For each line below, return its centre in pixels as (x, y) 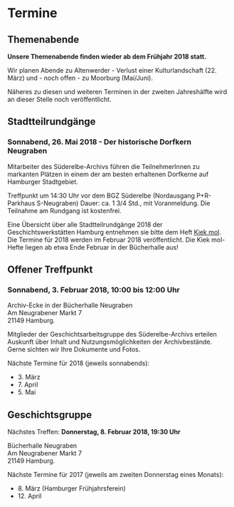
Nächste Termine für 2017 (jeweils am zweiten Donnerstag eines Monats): (116, 475)
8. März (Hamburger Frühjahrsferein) (71, 488)
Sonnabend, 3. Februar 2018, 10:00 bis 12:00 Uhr (94, 290)
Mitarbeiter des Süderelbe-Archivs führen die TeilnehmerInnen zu (104, 166)
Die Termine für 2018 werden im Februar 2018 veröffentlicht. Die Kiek (108, 240)
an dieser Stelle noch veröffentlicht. (59, 99)
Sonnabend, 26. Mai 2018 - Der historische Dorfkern (100, 142)
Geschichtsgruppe (50, 415)
